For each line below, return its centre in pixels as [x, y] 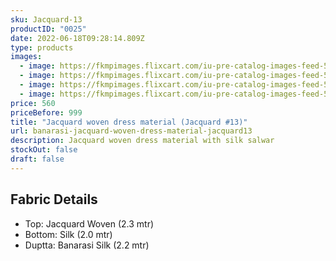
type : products [42, 47]
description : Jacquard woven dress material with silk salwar [142, 141]
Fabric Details [54, 199]
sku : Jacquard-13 [46, 19]
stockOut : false [44, 150]
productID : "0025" [48, 29]
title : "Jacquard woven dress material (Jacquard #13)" [129, 122]
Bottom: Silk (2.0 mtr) [68, 234]
